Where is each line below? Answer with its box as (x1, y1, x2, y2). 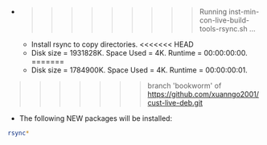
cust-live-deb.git (147, 98, 203, 107)
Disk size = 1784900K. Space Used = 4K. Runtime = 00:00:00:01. (31, 65, 249, 75)
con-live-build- (199, 15, 250, 25)
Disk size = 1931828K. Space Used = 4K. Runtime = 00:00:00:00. (31, 48, 248, 57)
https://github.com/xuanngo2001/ (147, 89, 259, 99)
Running (199, 7, 228, 16)
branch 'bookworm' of (147, 81, 222, 90)
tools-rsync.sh (199, 24, 248, 33)
